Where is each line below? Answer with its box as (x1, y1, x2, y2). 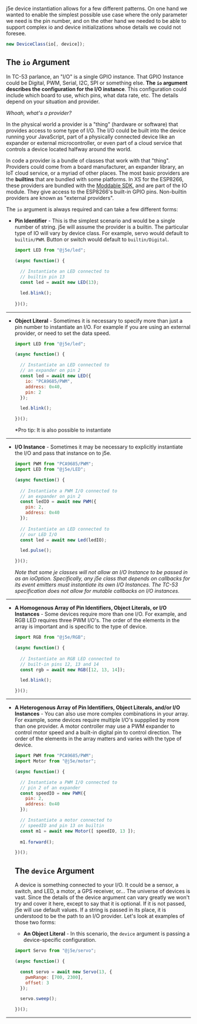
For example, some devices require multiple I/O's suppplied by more (14, 717, 180, 724)
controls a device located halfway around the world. (6, 145, 132, 152)
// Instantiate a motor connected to (20, 818, 113, 823)
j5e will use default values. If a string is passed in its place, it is (14, 906, 167, 914)
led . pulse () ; (20, 548, 52, 554)
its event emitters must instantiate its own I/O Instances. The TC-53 (14, 581, 178, 588)
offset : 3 (25, 979, 49, 986)
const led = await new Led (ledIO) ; (20, 537, 107, 543)
